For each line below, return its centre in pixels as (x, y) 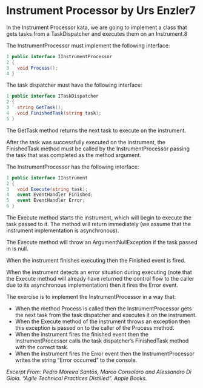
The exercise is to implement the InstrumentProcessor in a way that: (91, 297)
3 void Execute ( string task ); (47, 189)
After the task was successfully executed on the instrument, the (86, 142)
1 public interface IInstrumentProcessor (59, 56)
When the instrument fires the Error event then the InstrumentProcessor (105, 354)
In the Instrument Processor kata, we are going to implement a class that (97, 27)
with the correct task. (42, 347)
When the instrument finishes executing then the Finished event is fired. (96, 261)
